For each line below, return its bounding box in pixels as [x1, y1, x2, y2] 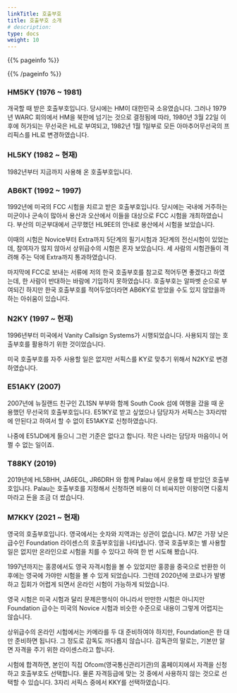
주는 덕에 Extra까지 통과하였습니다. [20, 253, 117, 261]
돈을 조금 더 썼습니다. [25, 492, 85, 502]
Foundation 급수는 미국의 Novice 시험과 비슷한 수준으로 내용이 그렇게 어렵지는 [7, 604, 224, 612]
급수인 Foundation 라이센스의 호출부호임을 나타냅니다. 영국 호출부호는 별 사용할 [7, 538, 226, 547]
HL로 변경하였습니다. [31, 131, 90, 139]
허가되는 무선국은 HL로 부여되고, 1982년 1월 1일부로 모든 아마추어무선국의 [20, 122, 223, 131]
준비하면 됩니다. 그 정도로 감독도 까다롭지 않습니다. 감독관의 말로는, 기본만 [14, 636, 218, 645]
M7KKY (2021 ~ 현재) [7, 512, 80, 522]
